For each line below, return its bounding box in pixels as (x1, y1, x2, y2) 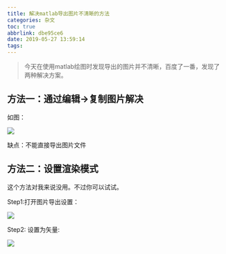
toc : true (7, 23, 36, 30)
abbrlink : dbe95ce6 (7, 29, 64, 37)
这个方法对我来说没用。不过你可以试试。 (7, 183, 123, 191)
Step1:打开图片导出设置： (7, 197, 80, 205)
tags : (7, 42, 23, 49)
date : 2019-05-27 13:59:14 (7, 36, 85, 43)
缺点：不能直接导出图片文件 (7, 140, 87, 149)
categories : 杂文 (7, 17, 55, 24)
